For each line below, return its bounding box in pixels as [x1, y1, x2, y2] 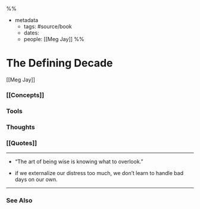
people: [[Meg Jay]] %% [23, 36, 85, 42]
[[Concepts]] [6, 91, 45, 99]
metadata [14, 17, 39, 23]
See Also [6, 196, 33, 204]
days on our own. [14, 176, 58, 183]
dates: [23, 29, 40, 36]
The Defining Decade [6, 57, 113, 70]
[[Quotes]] [6, 139, 37, 147]
